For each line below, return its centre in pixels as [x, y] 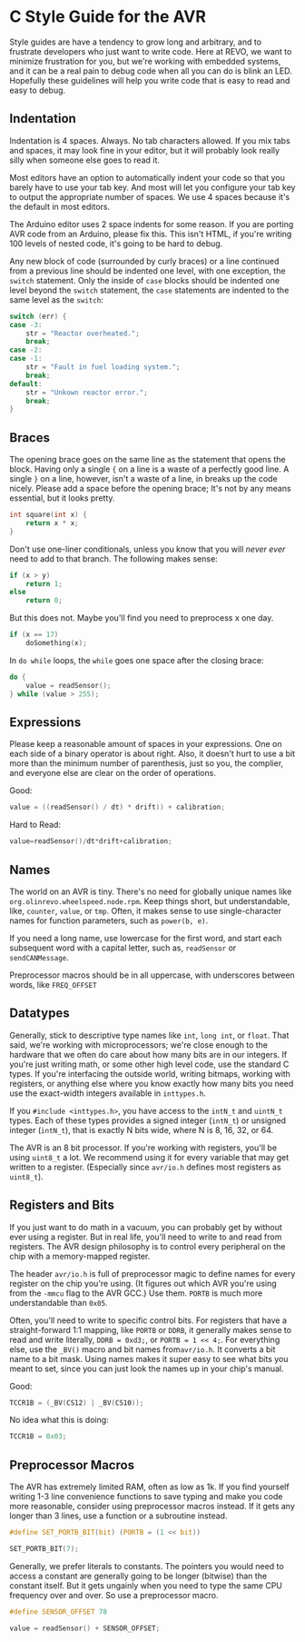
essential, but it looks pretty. [62, 498]
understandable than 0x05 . [59, 1302]
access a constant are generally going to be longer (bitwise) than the [138, 1576]
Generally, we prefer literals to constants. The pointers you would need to [147, 1566]
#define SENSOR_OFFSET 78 [58, 1612]
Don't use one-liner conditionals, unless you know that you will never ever [148, 549]
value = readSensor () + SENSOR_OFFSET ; [85, 1628]
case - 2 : [26, 350]
